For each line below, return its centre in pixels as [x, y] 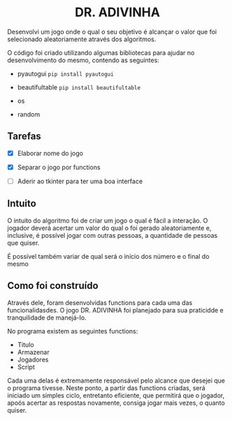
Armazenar [34, 352]
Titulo [26, 344]
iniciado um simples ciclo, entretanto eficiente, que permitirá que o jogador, [116, 395]
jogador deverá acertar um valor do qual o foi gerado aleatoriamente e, [109, 228]
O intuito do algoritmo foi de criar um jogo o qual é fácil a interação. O [108, 220]
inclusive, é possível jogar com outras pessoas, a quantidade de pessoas [113, 235]
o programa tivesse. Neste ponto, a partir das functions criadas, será [107, 387]
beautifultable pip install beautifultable [79, 87]
